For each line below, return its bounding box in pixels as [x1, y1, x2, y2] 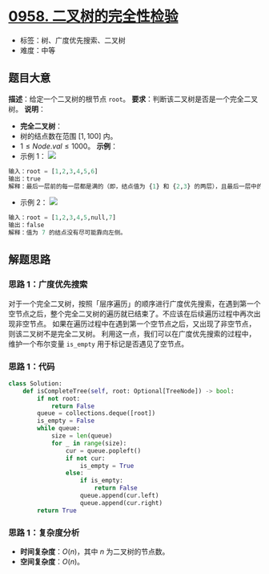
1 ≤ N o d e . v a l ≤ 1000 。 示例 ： [19, 141, 118, 151]
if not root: [37, 394, 81, 402]
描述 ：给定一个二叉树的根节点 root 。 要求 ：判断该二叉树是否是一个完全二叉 [8, 94, 259, 104]
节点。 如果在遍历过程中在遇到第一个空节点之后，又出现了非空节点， [29, 319, 256, 328]
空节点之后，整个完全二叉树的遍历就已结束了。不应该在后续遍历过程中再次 [8, 308, 254, 318]
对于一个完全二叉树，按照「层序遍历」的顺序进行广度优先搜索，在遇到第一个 [8, 299, 261, 308]
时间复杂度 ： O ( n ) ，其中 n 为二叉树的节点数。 [19, 547, 170, 556]
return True [37, 507, 78, 515]
